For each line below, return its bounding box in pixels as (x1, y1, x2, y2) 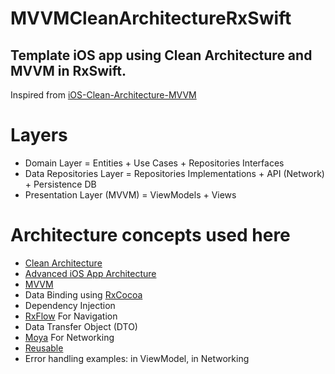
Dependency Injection (24, 299, 116, 311)
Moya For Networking (24, 331, 115, 343)
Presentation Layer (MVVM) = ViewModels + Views (24, 188, 237, 201)
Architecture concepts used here (10, 224, 291, 247)
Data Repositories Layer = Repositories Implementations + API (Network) (24, 167, 325, 179)
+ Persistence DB (24, 178, 97, 190)
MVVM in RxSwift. (10, 62, 127, 79)
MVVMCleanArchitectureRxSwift (10, 7, 292, 30)
